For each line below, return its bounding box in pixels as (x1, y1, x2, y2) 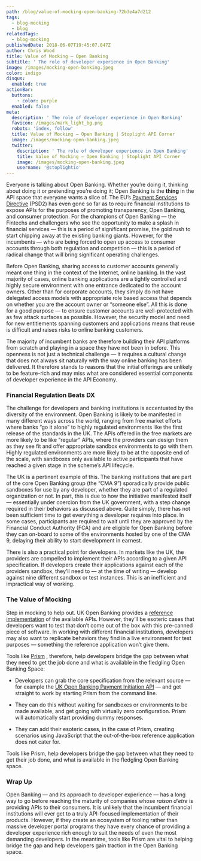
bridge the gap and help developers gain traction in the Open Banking (6, 842, 178, 849)
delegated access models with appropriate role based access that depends (6, 295, 192, 302)
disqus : (6, 75, 26, 81)
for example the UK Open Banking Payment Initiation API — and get (14, 683, 181, 690)
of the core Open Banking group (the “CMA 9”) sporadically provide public (6, 480, 190, 487)
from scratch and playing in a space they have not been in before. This (6, 344, 181, 351)
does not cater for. (14, 738, 61, 745)
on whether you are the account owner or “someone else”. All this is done (6, 301, 187, 308)
